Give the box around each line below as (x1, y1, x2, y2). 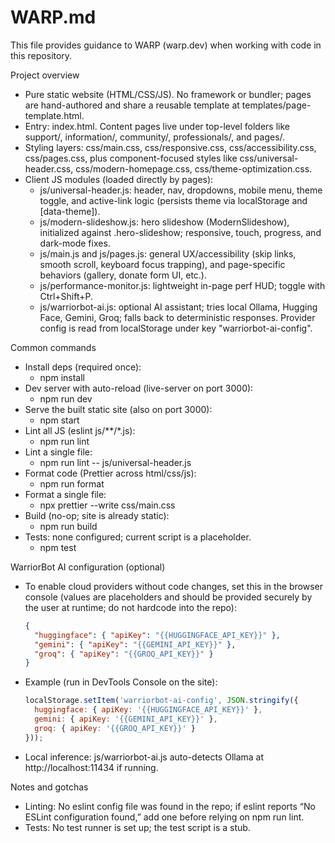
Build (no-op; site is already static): (24, 509, 170, 521)
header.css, (24, 162, 74, 175)
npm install (39, 371, 85, 383)
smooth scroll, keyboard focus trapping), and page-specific (39, 258, 286, 270)
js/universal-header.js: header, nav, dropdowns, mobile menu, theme (39, 184, 323, 196)
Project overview (10, 69, 80, 81)
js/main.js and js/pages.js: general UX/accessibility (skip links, (39, 247, 297, 260)
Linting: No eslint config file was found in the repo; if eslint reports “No (24, 800, 316, 812)
